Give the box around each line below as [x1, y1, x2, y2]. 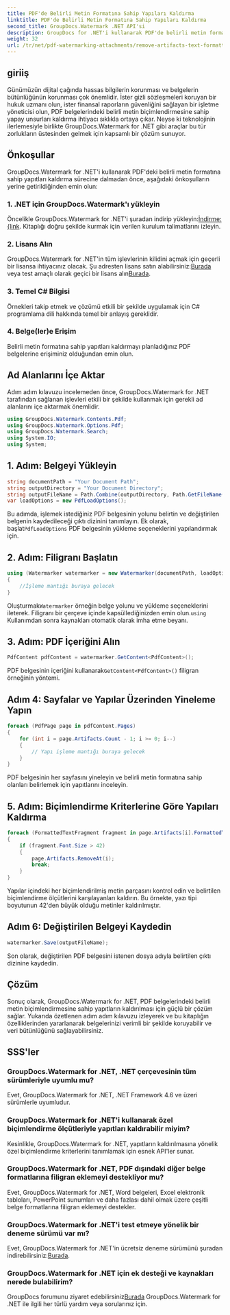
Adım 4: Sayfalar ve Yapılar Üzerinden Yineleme [7, 694, 216, 705]
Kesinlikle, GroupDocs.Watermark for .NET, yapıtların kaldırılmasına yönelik [7, 1139, 218, 1147]
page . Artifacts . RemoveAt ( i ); [31, 855, 115, 862]
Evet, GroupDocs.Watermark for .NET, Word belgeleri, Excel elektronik [7, 1188, 205, 1196]
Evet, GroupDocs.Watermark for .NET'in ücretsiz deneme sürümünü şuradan [7, 1244, 223, 1253]
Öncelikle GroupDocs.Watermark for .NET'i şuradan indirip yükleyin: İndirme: [7, 214, 222, 223]
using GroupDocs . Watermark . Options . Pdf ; [7, 422, 125, 429]
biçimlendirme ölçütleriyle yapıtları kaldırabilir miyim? [7, 1124, 190, 1134]
